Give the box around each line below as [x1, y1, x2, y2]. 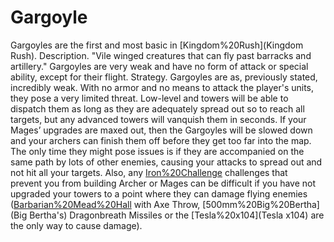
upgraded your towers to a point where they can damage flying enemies [10, 187, 308, 200]
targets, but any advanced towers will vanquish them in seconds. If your [10, 113, 307, 125]
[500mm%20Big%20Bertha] [202, 198, 320, 210]
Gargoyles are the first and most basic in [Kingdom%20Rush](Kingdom [10, 39, 304, 51]
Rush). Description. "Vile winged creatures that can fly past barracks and [10, 49, 312, 61]
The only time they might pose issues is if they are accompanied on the [10, 145, 305, 157]
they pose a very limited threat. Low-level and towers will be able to [10, 92, 289, 104]
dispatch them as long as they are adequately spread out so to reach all [10, 102, 305, 115]
